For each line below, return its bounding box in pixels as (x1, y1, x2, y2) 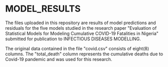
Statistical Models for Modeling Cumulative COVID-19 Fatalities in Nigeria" (5, 30, 159, 36)
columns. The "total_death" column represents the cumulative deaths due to (5, 51, 163, 57)
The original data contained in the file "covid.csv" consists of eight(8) (5, 45, 149, 51)
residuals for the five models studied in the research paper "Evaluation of (5, 25, 157, 31)
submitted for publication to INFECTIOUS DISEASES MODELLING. (5, 36, 141, 42)
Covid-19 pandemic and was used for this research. (5, 56, 112, 62)
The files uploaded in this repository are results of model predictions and (5, 20, 156, 26)
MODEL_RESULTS (5, 3, 81, 15)
